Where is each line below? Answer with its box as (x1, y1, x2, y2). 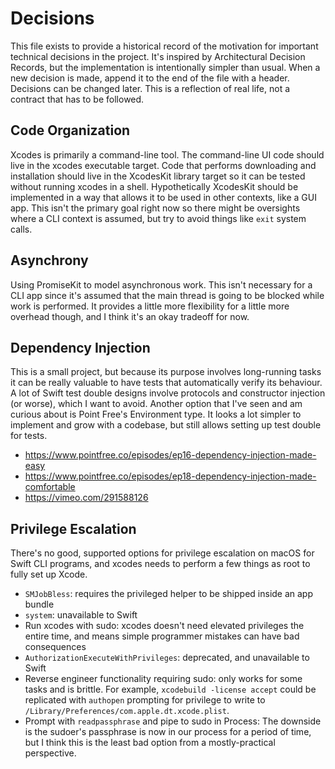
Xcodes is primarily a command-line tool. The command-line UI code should (10, 148, 325, 161)
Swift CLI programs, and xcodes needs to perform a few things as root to (10, 558, 311, 570)
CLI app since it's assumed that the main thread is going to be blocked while (10, 289, 325, 301)
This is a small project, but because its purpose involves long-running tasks (10, 366, 322, 378)
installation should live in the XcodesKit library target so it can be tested (10, 170, 306, 182)
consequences (24, 641, 87, 653)
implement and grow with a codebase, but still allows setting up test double (10, 419, 322, 431)
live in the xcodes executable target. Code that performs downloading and (10, 159, 317, 171)
